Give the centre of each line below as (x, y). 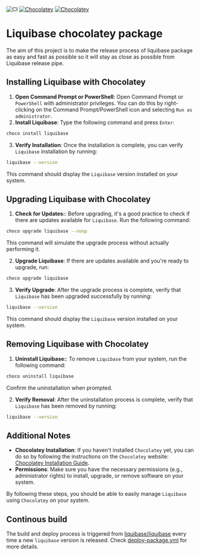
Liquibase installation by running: (56, 151)
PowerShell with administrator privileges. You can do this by (89, 103)
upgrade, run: (32, 267)
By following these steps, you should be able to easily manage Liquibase (96, 494)
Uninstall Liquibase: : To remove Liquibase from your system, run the (101, 358)
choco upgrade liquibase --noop (47, 231)
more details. (23, 547)
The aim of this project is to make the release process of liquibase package (99, 50)
